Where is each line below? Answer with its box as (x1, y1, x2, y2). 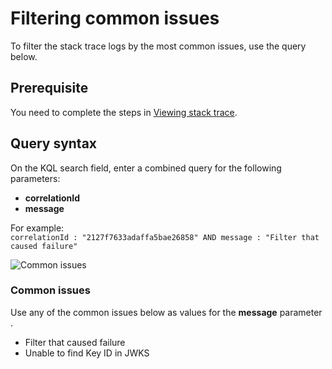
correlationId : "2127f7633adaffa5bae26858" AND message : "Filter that (10, 232, 320, 242)
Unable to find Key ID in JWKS (24, 347, 150, 359)
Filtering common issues (10, 7, 220, 30)
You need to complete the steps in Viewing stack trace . (10, 106, 238, 118)
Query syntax (10, 135, 98, 152)
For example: (10, 222, 65, 234)
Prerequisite (10, 80, 89, 97)
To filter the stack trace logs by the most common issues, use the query (10, 40, 307, 52)
